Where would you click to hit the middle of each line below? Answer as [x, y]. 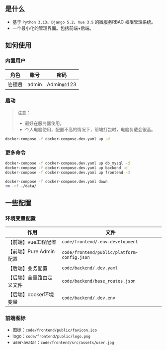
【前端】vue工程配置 [32, 242]
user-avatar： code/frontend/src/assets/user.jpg [63, 343]
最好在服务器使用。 [44, 123]
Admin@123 [62, 84]
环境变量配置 [21, 218]
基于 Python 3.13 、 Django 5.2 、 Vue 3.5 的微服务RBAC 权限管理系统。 [84, 22]
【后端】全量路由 [28, 278]
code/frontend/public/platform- [100, 253]
